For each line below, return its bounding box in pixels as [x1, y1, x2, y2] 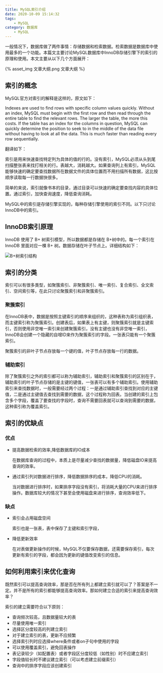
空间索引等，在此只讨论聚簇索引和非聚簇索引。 [13, 288, 107, 294]
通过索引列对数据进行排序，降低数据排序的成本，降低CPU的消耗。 [12, 473, 145, 479]
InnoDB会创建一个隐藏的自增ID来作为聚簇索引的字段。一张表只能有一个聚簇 [5, 332, 156, 337]
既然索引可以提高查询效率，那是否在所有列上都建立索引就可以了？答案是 [5, 581, 149, 587]
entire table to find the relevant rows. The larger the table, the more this [5, 115, 148, 121]
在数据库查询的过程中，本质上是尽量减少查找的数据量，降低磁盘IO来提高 [12, 457, 157, 463]
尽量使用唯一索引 [12, 620, 47, 626]
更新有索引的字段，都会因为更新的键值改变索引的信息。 [12, 552, 123, 558]
